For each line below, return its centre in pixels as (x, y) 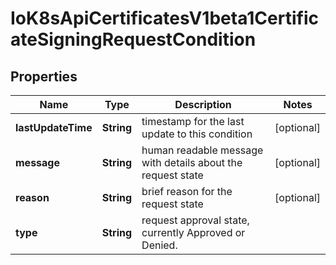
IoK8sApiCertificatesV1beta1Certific (164, 18)
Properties (44, 76)
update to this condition (197, 134)
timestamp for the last (193, 121)
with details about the (192, 162)
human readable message (202, 150)
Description (203, 104)
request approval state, (195, 220)
